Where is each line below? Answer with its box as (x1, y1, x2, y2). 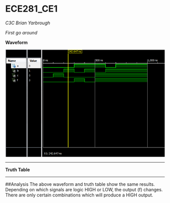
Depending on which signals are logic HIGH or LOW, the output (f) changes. (5, 187, 163, 193)
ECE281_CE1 (5, 3, 58, 15)
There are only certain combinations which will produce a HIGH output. (5, 192, 153, 198)
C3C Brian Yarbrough (5, 20, 51, 26)
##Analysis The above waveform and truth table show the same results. (5, 181, 155, 187)
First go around (5, 29, 37, 35)
